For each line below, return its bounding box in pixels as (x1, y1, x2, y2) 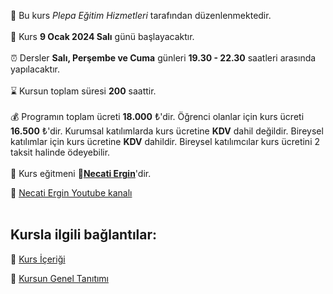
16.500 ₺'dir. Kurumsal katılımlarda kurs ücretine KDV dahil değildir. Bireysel (10, 125, 324, 137)
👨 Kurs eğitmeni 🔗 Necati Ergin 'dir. (10, 168, 152, 179)
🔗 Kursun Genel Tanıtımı (10, 272, 110, 284)
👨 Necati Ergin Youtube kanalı (10, 187, 133, 199)
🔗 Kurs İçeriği (10, 253, 66, 265)
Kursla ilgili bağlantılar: (10, 226, 158, 244)
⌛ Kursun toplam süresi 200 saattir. (10, 85, 157, 97)
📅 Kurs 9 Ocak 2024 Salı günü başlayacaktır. (10, 31, 195, 42)
